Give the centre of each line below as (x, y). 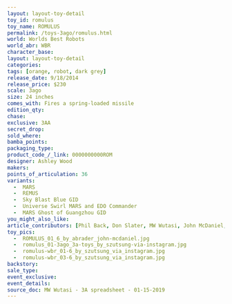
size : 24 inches (30, 97)
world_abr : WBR (29, 46)
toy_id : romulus (30, 20)
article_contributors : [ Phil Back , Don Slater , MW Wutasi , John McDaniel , (117, 225)
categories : (24, 65)
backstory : (23, 264)
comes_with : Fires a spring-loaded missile (71, 104)
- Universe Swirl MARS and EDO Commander (75, 207)
